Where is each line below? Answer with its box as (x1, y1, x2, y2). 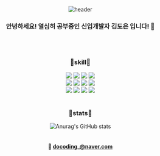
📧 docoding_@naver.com (47, 143, 113, 151)
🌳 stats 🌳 (68, 108, 92, 117)
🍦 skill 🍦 (70, 58, 91, 66)
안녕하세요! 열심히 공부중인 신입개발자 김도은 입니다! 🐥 (5, 22, 155, 30)
